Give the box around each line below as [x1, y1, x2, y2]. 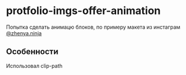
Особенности [6, 47, 59, 57]
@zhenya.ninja [6, 29, 42, 36]
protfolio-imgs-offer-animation [6, 4, 161, 18]
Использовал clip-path [6, 62, 63, 69]
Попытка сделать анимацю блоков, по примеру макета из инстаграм [6, 23, 181, 30]
